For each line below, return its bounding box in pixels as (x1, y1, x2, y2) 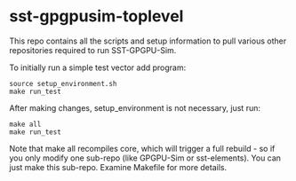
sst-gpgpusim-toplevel (9, 6, 184, 27)
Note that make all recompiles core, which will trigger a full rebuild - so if (9, 143, 276, 153)
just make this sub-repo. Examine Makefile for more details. (9, 161, 228, 172)
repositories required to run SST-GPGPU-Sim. (9, 44, 177, 55)
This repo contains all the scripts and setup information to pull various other (9, 35, 287, 46)
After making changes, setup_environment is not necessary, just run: (9, 102, 260, 113)
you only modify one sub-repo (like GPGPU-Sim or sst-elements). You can (9, 153, 282, 163)
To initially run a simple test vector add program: (9, 62, 187, 73)
